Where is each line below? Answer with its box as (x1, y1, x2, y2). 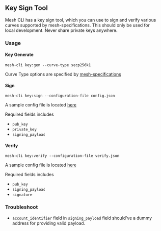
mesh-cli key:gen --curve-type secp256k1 (5, 62, 91, 68)
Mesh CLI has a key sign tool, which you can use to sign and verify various (5, 17, 156, 23)
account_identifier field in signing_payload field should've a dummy (12, 215, 152, 221)
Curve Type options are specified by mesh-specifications (5, 71, 121, 77)
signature (12, 192, 33, 198)
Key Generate (5, 51, 34, 58)
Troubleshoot (5, 204, 38, 210)
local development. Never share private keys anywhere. (5, 27, 118, 33)
